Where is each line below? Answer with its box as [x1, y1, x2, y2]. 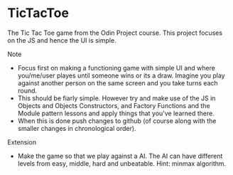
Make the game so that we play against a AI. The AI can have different [17, 152, 223, 160]
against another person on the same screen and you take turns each [17, 78, 218, 87]
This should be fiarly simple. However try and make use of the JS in [17, 94, 216, 102]
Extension [7, 137, 37, 147]
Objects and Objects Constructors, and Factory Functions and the [17, 101, 211, 110]
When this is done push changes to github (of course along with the [17, 116, 217, 125]
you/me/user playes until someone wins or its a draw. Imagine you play [17, 71, 225, 80]
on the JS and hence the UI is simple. [7, 36, 116, 44]
